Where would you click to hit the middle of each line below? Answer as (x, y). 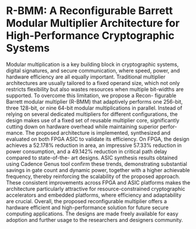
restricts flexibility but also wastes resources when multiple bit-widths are (95, 89)
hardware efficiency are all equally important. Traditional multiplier (86, 77)
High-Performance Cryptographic (90, 36)
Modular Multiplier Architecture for (93, 23)
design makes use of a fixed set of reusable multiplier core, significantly (93, 120)
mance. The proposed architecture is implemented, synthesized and (88, 132)
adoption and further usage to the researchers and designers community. (94, 220)
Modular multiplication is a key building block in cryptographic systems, (92, 64)
